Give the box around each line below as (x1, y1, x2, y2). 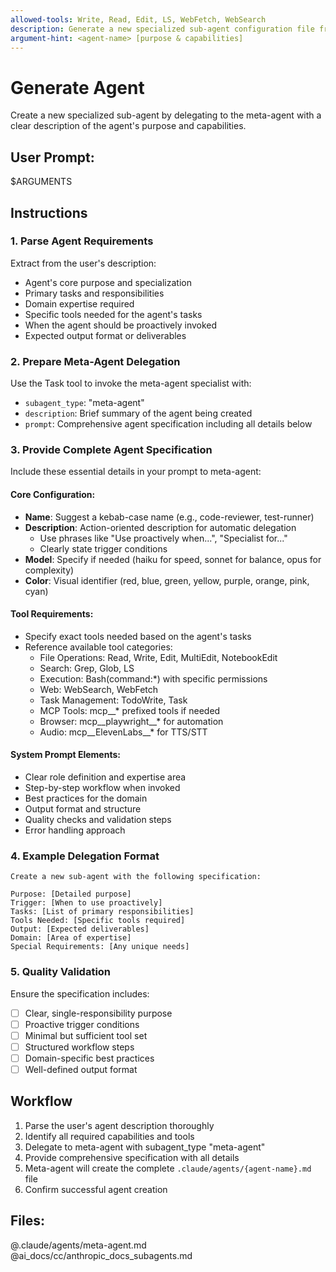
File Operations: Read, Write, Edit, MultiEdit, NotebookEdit (39, 651, 278, 663)
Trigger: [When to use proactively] (10, 898, 163, 908)
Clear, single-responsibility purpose (24, 1007, 173, 1019)
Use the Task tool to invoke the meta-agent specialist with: (10, 377, 252, 390)
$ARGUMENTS (10, 176, 73, 188)
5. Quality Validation (10, 965, 112, 979)
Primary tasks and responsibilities (24, 287, 165, 299)
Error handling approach (24, 824, 126, 836)
